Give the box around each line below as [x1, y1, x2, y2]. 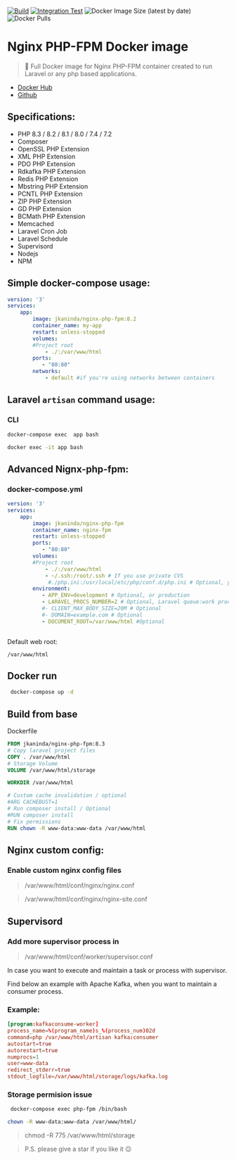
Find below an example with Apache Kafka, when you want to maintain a [7, 979, 218, 988]
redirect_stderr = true [7, 1066, 71, 1073]
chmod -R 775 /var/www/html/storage [24, 1131, 136, 1140]
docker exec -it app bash [7, 443, 83, 450]
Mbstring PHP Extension [17, 182, 88, 190]
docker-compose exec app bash [7, 431, 99, 438]
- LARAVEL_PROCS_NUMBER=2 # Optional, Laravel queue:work [41, 598, 216, 605]
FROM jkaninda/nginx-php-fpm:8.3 [7, 740, 105, 748]
